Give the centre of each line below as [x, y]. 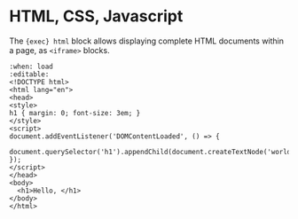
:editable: [29, 74]
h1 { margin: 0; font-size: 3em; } [75, 113]
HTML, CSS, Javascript [96, 16]
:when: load [31, 66]
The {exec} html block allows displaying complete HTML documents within [147, 41]
